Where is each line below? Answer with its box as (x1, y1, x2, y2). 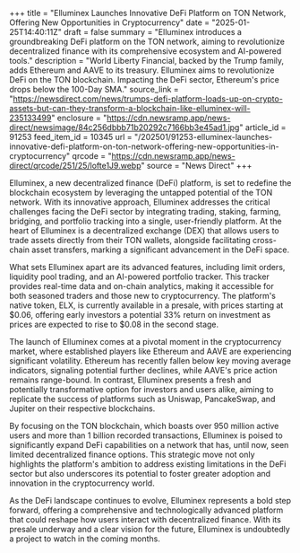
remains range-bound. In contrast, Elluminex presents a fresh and (9, 374, 252, 385)
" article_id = (238, 122, 287, 133)
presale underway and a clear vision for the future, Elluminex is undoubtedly (9, 524, 291, 534)
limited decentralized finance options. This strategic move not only (9, 449, 255, 460)
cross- (252, 235, 278, 245)
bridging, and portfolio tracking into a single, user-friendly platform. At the (9, 215, 282, 226)
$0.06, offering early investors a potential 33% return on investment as (9, 310, 271, 320)
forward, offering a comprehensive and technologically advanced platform (9, 505, 284, 515)
